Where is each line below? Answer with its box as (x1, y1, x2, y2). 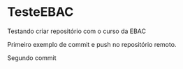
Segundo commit (7, 53, 57, 62)
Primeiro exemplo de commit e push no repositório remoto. (7, 40, 177, 48)
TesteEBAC (7, 4, 74, 20)
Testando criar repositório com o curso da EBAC (7, 27, 147, 35)
